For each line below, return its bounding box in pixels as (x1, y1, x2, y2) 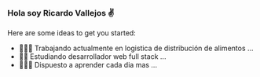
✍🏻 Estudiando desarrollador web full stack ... (18, 52, 167, 61)
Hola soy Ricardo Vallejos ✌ (7, 7, 115, 18)
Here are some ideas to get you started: (7, 28, 137, 38)
